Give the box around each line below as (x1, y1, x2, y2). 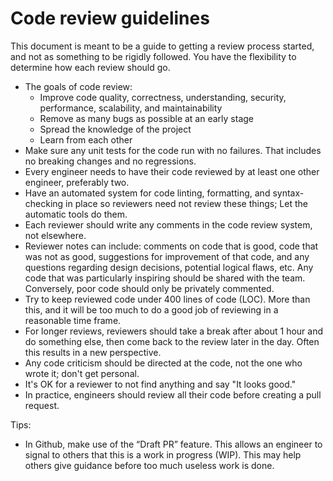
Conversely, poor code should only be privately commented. (24, 282, 275, 294)
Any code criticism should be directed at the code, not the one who (24, 357, 303, 369)
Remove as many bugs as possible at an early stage (39, 112, 254, 124)
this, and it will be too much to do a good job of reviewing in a (24, 303, 279, 316)
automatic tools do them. (24, 208, 128, 220)
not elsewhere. (24, 229, 87, 241)
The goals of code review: (24, 80, 133, 92)
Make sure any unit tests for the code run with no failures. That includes (24, 144, 322, 156)
